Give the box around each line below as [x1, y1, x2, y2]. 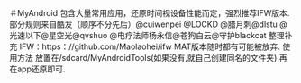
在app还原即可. [9, 63, 66, 74]
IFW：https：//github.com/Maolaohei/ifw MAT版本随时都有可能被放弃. [19, 41, 281, 52]
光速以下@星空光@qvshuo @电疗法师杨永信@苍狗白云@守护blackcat [9, 30, 268, 40]
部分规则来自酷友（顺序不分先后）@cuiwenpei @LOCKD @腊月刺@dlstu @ [9, 19, 288, 29]
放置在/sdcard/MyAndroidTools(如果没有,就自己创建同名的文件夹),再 [34, 53, 287, 62]
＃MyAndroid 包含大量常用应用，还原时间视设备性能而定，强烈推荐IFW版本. [9, 8, 290, 18]
